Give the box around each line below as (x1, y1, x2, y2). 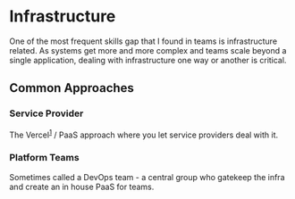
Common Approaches (9, 80, 134, 95)
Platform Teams (9, 152, 80, 164)
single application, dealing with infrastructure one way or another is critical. (9, 54, 287, 65)
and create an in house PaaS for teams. (9, 181, 155, 192)
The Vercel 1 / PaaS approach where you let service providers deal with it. (9, 128, 279, 140)
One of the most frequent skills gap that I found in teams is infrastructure (9, 36, 278, 46)
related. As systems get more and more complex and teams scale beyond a (9, 45, 287, 55)
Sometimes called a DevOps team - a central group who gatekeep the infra (9, 171, 285, 182)
